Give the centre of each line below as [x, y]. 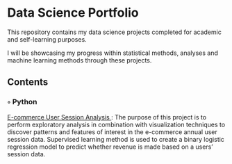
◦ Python [22, 102]
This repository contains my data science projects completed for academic [115, 32]
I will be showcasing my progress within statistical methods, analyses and [113, 53]
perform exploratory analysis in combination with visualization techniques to [116, 124]
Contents [28, 82]
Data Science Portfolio [73, 13]
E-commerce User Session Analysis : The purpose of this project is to [107, 117]
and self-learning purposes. [47, 39]
